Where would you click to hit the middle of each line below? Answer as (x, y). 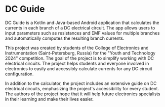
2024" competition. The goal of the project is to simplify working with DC (80, 58)
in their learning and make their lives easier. (49, 99)
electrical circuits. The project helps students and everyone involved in (77, 63)
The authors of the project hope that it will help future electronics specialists (83, 94)
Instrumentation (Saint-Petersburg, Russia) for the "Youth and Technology (80, 53)
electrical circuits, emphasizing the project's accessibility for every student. (82, 88)
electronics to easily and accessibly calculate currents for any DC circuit (79, 68)
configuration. (19, 74)
